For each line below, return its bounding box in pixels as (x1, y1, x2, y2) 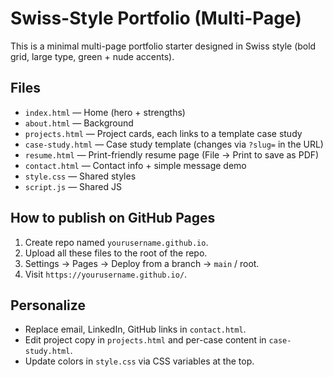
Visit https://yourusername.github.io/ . (24, 268, 188, 280)
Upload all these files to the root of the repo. (24, 247, 208, 259)
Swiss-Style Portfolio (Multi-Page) (10, 7, 302, 30)
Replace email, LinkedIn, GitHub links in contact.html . (24, 323, 247, 336)
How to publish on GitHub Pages (10, 210, 216, 227)
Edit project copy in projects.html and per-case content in (24, 334, 267, 346)
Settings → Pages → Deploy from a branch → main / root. (24, 257, 260, 269)
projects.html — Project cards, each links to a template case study (24, 127, 303, 139)
